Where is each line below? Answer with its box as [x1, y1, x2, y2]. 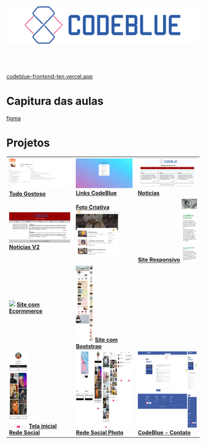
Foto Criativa [75, 204, 110, 211]
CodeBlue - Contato [137, 429, 191, 437]
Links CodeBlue [75, 189, 117, 196]
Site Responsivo [137, 256, 180, 264]
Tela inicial [28, 423, 57, 430]
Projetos [6, 136, 50, 150]
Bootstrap [75, 343, 102, 350]
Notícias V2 [9, 243, 40, 250]
